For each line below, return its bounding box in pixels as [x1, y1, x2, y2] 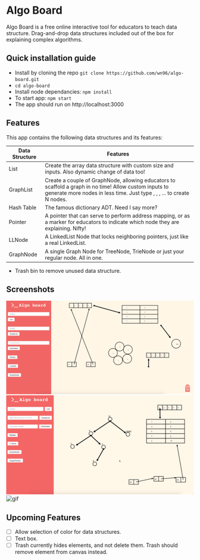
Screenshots [6, 284, 55, 295]
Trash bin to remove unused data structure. [14, 267, 121, 275]
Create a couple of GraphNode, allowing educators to [45, 176, 176, 183]
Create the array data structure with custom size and [45, 162, 174, 169]
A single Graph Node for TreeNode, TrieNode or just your [45, 248, 185, 255]
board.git [14, 76, 40, 82]
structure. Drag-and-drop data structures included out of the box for [6, 29, 174, 36]
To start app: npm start [14, 94, 72, 101]
